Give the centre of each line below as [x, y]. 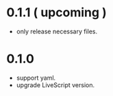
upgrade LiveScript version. [55, 85]
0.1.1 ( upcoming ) [56, 13]
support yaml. [36, 78]
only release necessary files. [57, 31]
